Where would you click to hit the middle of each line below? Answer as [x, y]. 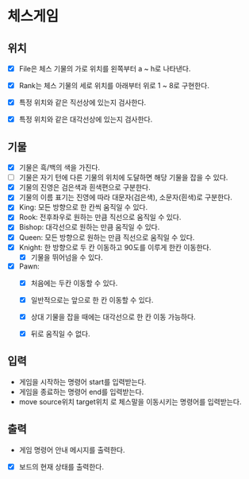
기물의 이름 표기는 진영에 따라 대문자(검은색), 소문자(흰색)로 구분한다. [126, 197]
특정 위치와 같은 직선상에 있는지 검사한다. [82, 102]
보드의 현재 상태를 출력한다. [61, 466]
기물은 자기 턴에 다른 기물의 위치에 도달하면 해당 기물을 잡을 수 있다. [123, 178]
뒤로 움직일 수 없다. [60, 334]
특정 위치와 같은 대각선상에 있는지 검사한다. [86, 119]
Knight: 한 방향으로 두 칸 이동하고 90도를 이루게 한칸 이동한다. [115, 247]
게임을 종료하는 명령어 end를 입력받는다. [81, 392]
